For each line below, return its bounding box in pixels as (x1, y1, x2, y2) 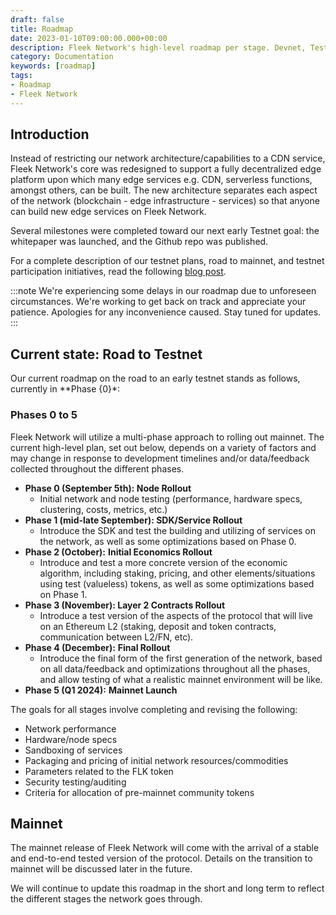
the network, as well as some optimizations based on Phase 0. (39, 535, 297, 547)
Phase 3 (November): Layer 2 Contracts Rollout (24, 599, 226, 611)
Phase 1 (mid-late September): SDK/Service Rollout (24, 514, 243, 526)
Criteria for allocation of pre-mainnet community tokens (24, 786, 255, 798)
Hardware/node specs (24, 733, 118, 745)
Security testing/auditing (24, 776, 127, 788)
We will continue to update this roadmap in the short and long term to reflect (10, 882, 325, 895)
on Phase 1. (39, 588, 88, 600)
